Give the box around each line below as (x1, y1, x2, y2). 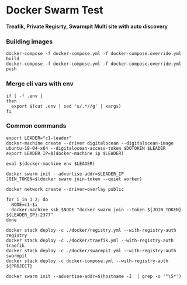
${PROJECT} (6, 263, 33, 269)
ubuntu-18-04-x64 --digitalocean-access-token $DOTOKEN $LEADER (6, 145, 166, 151)
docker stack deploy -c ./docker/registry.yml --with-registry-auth (6, 227, 176, 233)
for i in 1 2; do (6, 197, 49, 202)
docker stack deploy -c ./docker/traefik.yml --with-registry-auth (6, 238, 174, 243)
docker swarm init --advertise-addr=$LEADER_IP (6, 171, 124, 177)
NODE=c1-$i (11, 201, 38, 208)
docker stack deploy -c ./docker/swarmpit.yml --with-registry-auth (6, 248, 176, 253)
